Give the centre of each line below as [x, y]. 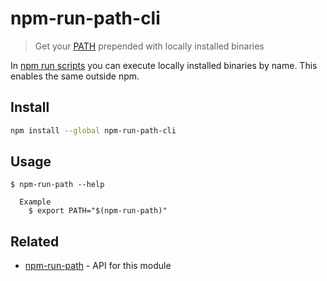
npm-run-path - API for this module [98, 266]
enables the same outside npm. [75, 76]
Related [35, 241]
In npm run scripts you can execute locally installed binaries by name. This [164, 65]
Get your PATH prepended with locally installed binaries [149, 46]
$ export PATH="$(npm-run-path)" [98, 211]
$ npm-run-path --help [57, 185]
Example [35, 202]
